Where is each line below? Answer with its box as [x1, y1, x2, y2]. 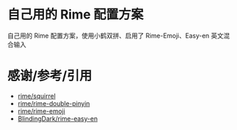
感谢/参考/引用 [7, 68, 93, 84]
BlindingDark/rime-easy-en [17, 114, 98, 123]
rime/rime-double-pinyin [17, 99, 90, 107]
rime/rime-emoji [17, 107, 65, 115]
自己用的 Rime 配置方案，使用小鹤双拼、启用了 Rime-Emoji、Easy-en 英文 [7, 31, 224, 40]
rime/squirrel [17, 92, 56, 100]
